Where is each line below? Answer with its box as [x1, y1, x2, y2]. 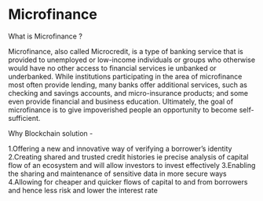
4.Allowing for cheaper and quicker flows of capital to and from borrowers [8, 177, 248, 186]
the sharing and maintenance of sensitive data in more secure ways [8, 169, 228, 178]
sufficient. [8, 113, 41, 122]
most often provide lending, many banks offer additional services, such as [8, 80, 247, 90]
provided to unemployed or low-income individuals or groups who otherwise [8, 55, 256, 64]
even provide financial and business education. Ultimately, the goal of [8, 97, 234, 106]
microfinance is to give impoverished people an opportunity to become [8, 104, 238, 115]
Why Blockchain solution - [8, 128, 93, 138]
